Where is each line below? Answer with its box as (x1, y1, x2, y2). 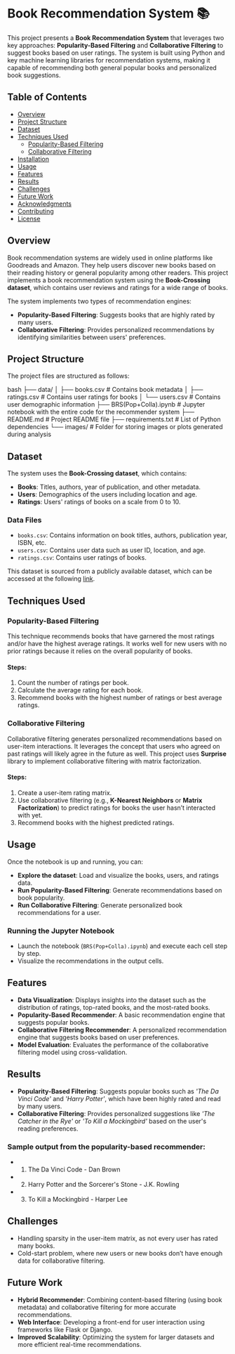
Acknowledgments (17, 199, 72, 208)
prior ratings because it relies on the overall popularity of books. (7, 647, 193, 655)
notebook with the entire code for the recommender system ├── (7, 408, 195, 416)
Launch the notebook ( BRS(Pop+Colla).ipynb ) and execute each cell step (17, 942, 228, 950)
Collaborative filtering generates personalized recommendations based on (7, 735, 222, 743)
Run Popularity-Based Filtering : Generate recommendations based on (17, 886, 222, 894)
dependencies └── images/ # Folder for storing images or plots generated (7, 423, 223, 431)
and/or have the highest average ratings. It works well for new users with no (7, 640, 227, 648)
